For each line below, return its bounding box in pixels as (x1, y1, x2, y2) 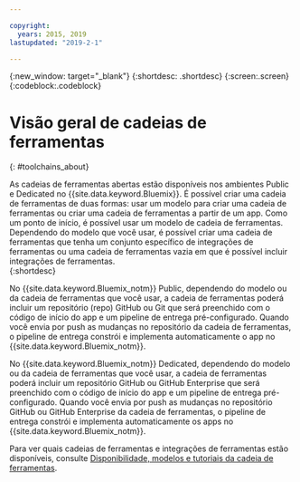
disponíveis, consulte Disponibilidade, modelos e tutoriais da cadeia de (9, 453, 274, 464)
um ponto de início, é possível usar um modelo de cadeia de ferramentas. (9, 217, 284, 228)
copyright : (9, 21, 51, 30)
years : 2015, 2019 (17, 29, 88, 39)
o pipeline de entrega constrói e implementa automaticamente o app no (9, 332, 276, 342)
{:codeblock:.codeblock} (9, 81, 102, 92)
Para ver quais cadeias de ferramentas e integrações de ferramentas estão (9, 443, 289, 454)
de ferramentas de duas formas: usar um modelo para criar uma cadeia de (9, 198, 287, 209)
